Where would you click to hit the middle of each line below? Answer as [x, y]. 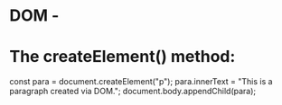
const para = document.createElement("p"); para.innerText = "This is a [141, 82]
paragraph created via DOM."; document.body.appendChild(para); [133, 92]
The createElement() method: [122, 57]
